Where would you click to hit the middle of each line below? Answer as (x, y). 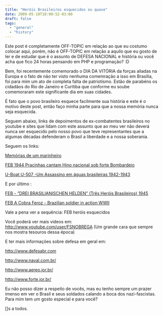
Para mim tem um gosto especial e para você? (52, 299)
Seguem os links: (22, 146)
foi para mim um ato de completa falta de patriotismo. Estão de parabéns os (81, 81)
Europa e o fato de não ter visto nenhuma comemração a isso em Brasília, (79, 76)
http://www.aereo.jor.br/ (29, 270)
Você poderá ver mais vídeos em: (39, 222)
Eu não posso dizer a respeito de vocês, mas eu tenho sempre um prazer (78, 289)
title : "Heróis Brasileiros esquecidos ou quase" (56, 10)
